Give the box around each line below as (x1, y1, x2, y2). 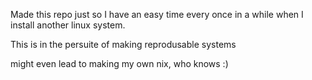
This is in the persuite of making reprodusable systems (10, 39, 237, 50)
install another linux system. (10, 19, 126, 31)
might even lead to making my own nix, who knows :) (10, 58, 229, 69)
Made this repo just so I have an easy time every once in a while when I (10, 9, 304, 20)
